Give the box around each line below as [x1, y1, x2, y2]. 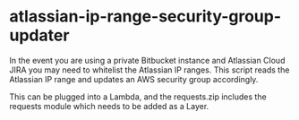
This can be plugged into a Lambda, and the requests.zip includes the [9, 91, 267, 102]
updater [9, 25, 70, 46]
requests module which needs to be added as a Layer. [9, 100, 209, 111]
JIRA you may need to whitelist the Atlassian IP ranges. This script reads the [9, 64, 290, 75]
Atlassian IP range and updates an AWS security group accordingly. [9, 73, 259, 84]
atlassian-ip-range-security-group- [9, 6, 282, 27]
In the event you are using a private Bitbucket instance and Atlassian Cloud [9, 55, 286, 65]
